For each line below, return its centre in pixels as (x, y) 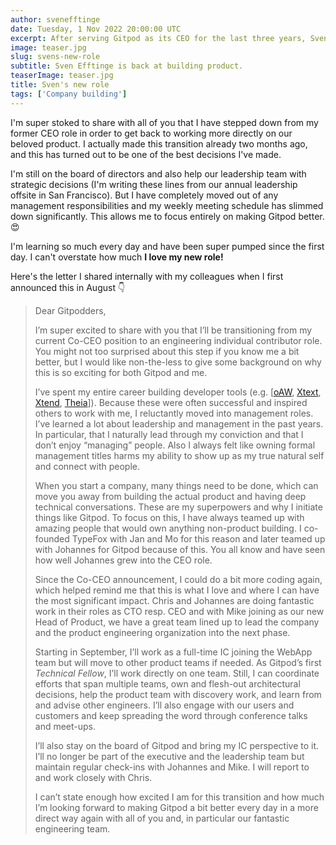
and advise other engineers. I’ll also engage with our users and (164, 705)
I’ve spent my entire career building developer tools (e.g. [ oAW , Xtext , (178, 392)
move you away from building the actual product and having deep (170, 496)
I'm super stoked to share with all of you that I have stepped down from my (164, 122)
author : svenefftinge (55, 19)
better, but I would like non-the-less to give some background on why (178, 362)
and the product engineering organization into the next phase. (162, 632)
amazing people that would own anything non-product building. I (168, 528)
